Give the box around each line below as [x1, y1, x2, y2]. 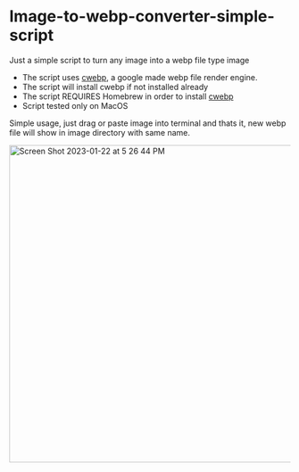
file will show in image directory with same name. [9, 127, 190, 137]
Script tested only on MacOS [21, 100, 129, 111]
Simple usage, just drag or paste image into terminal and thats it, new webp [9, 118, 287, 128]
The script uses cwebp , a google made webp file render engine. [21, 71, 258, 82]
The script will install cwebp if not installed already [21, 81, 209, 92]
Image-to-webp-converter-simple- [9, 6, 275, 27]
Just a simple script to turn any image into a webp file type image [9, 54, 250, 65]
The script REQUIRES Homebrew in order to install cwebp [21, 91, 234, 102]
